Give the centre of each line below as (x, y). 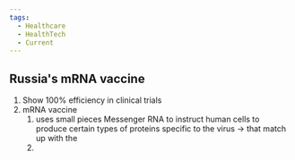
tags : (19, 17)
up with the (56, 139)
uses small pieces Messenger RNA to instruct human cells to (147, 119)
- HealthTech (42, 34)
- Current (35, 42)
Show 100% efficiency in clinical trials (92, 100)
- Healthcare (42, 26)
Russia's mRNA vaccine (77, 78)
